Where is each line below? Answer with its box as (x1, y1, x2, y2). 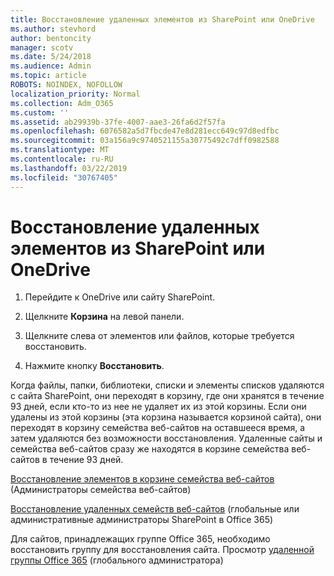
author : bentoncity (10, 33, 92, 43)
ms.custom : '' (10, 107, 70, 118)
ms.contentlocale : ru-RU (10, 154, 114, 164)
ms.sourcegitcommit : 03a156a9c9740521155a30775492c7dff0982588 (10, 136, 280, 146)
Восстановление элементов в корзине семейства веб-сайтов (10, 473, 275, 485)
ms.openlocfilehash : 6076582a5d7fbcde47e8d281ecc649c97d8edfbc (10, 126, 280, 136)
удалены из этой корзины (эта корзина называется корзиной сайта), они (10, 411, 322, 423)
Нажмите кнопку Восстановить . (24, 360, 165, 372)
